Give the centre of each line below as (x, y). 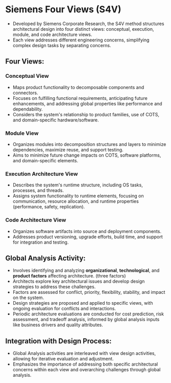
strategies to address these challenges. (54, 287)
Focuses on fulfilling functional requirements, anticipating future (80, 98)
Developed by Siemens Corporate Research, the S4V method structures (88, 24)
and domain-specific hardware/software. (56, 120)
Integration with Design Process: (58, 341)
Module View (22, 133)
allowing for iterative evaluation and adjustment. (63, 359)
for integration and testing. (41, 242)
